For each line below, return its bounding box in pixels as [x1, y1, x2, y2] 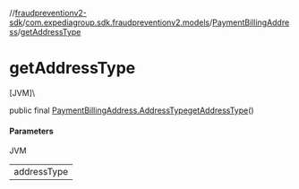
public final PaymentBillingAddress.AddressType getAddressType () [9, 105, 254, 116]
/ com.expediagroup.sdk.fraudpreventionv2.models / [21, 17, 213, 28]
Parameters [9, 125, 54, 136]
